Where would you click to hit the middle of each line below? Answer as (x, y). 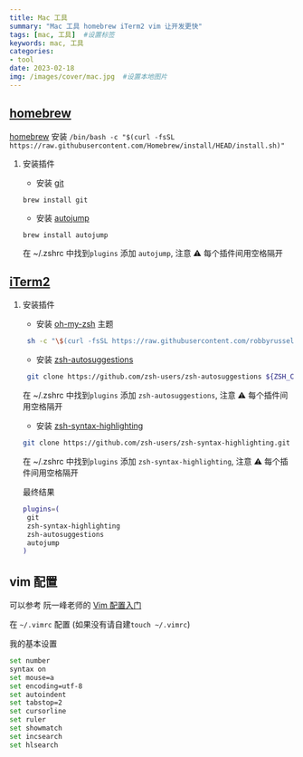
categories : (32, 52)
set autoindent (38, 695)
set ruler (28, 720)
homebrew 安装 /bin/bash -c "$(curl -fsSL (92, 136)
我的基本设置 (33, 644)
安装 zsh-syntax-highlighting (90, 426)
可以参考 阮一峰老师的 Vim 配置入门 (76, 605)
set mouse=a (32, 677)
